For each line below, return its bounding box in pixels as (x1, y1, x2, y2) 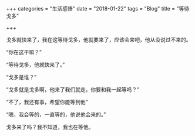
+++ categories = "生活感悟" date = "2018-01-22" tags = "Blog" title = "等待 (6, 5, 190, 12)
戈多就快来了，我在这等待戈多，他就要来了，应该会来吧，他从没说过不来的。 (6, 36, 191, 43)
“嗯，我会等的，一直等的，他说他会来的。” (6, 111, 106, 118)
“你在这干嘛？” (6, 49, 42, 56)
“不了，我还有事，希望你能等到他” (6, 98, 88, 106)
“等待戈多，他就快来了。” (6, 61, 65, 68)
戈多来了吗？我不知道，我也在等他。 (6, 124, 94, 130)
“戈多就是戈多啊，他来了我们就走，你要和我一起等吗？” (6, 86, 140, 93)
